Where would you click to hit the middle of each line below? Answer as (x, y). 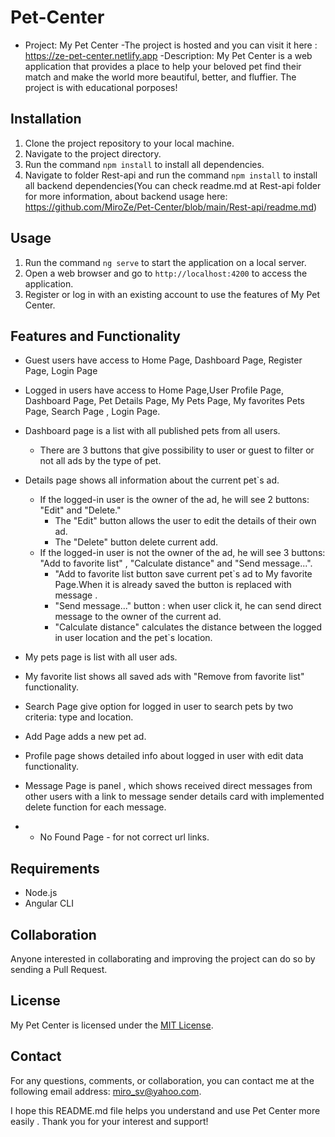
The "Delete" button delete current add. (136, 542)
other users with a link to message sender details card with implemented (174, 797)
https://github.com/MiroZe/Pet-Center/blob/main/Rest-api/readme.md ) (171, 207)
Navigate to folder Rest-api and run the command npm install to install (171, 175)
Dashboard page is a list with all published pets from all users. (152, 431)
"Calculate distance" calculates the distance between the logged (188, 627)
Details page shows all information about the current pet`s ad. (152, 480)
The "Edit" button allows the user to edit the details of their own (185, 521)
